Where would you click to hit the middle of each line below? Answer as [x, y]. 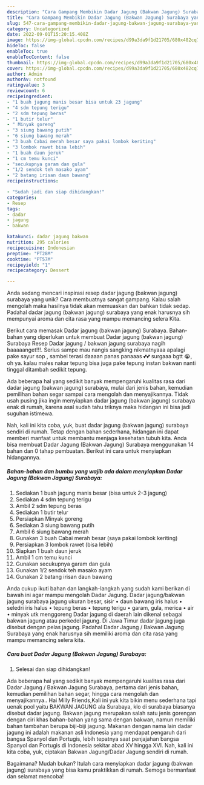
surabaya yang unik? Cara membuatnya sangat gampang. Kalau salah [94, 299]
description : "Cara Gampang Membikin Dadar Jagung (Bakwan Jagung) [94, 12]
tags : [14, 209]
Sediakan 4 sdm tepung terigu [53, 499]
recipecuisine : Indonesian [41, 248]
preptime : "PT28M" [30, 253]
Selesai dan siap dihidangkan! [53, 669]
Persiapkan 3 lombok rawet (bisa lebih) [64, 545]
